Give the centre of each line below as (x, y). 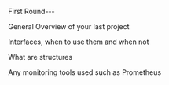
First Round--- (31, 11)
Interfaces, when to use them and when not (79, 42)
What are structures (40, 57)
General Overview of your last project (69, 26)
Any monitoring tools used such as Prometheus (85, 72)
